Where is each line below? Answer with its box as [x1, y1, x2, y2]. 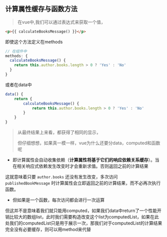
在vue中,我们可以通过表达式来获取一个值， [17, 19, 106, 25]
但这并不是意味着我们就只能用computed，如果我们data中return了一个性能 [5, 207, 157, 214]
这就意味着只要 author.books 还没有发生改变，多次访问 [5, 174, 118, 180]
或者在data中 [5, 82, 32, 88]
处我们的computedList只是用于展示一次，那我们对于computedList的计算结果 [5, 220, 162, 226]
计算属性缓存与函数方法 [5, 5, 77, 14]
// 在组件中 [5, 49, 27, 54]
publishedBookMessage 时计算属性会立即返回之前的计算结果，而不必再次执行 [5, 180, 161, 186]
